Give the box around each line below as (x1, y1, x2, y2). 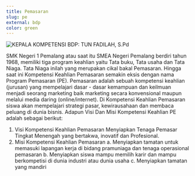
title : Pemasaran (6, 8, 49, 15)
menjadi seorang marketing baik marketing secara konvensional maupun (6, 90, 182, 97)
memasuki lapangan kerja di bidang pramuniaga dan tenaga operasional (14, 145, 189, 152)
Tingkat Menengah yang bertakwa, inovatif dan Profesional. (14, 133, 160, 140)
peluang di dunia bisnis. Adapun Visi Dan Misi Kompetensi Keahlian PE (6, 109, 176, 116)
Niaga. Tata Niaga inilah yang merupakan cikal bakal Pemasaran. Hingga (6, 65, 181, 72)
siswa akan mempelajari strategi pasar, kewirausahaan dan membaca (6, 102, 174, 109)
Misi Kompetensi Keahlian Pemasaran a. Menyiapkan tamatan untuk (14, 138, 179, 145)
